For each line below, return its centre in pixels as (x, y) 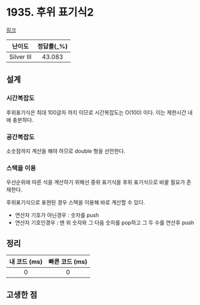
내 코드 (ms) (26, 262)
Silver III (20, 56)
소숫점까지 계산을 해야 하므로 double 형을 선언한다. (66, 151)
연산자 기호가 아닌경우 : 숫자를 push (57, 215)
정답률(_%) (52, 46)
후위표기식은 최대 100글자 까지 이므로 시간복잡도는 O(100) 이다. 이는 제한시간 (96, 112)
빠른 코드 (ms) (68, 262)
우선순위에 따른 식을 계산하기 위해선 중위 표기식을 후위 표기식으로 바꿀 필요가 (96, 182)
